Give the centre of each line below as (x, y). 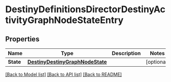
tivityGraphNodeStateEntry (64, 20)
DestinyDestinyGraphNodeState (67, 62)
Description (126, 53)
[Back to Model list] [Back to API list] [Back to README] (64, 74)
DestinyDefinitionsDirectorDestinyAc (85, 9)
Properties (22, 39)
